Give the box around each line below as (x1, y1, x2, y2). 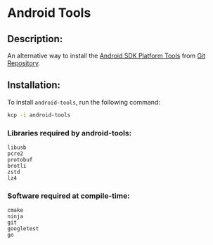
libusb (7, 144, 27, 151)
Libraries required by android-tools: (7, 128, 132, 138)
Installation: (7, 79, 61, 91)
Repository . (7, 59, 41, 67)
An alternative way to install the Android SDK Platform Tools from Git (7, 51, 206, 60)
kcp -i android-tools (7, 111, 71, 119)
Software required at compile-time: (7, 191, 130, 201)
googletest (7, 225, 39, 232)
